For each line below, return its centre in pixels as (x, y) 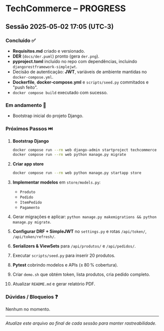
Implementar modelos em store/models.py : (57, 182)
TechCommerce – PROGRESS (66, 9)
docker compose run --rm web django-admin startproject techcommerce (85, 150)
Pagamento (30, 208)
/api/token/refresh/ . (34, 237)
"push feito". (25, 87)
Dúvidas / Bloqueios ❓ (32, 297)
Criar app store (28, 164)
